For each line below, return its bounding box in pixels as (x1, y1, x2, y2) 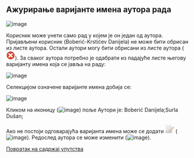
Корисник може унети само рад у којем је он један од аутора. (6, 32, 163, 39)
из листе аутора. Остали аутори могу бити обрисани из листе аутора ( (6, 44, 185, 51)
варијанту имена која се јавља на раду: (6, 60, 106, 67)
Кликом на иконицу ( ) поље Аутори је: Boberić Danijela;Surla (6, 106, 179, 113)
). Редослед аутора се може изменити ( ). (27, 134, 152, 141)
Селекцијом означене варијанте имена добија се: (6, 83, 131, 90)
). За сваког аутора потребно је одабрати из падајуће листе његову (15, 54, 186, 61)
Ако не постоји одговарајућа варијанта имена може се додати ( (6, 127, 178, 134)
